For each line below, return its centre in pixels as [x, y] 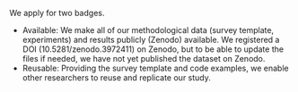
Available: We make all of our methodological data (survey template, [148, 30]
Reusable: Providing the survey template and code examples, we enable [155, 68]
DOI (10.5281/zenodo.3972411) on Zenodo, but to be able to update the [153, 49]
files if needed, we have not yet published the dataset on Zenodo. [144, 59]
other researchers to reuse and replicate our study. [116, 78]
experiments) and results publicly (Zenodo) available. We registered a [151, 40]
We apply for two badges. [57, 13]
